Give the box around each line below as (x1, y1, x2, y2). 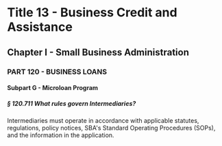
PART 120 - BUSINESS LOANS (7, 67, 108, 76)
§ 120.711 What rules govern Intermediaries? (7, 99, 136, 107)
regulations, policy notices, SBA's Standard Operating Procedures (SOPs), (7, 124, 216, 132)
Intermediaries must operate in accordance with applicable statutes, (7, 117, 199, 125)
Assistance (7, 19, 73, 35)
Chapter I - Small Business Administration (7, 46, 190, 58)
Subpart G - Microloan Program (7, 84, 98, 92)
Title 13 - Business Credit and (7, 5, 177, 20)
